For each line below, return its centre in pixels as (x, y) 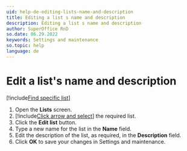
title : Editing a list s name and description (66, 18)
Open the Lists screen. (43, 109)
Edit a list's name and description (91, 81)
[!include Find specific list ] (38, 98)
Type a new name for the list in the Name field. (73, 129)
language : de (23, 51)
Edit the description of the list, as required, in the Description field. (98, 135)
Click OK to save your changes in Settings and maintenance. (90, 141)
